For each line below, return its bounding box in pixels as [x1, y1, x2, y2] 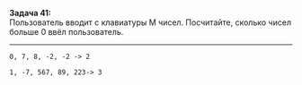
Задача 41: [9, 8, 52, 18]
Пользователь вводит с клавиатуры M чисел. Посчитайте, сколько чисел [9, 17, 292, 28]
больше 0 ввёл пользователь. [9, 27, 124, 37]
